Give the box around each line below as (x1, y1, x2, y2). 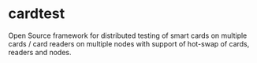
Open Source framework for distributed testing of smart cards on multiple (8, 31, 248, 40)
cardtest (8, 5, 65, 23)
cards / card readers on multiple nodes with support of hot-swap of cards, (8, 39, 250, 48)
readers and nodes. (8, 47, 72, 57)
